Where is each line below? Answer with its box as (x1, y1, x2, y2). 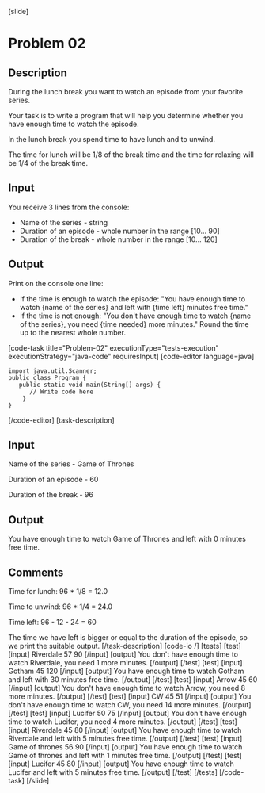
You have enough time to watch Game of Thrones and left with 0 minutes (8, 534, 247, 544)
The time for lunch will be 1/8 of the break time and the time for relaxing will (8, 150, 255, 159)
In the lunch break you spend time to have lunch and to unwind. (8, 135, 216, 144)
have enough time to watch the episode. (8, 119, 140, 128)
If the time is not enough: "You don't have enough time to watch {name (19, 311, 252, 320)
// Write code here (28, 388, 93, 396)
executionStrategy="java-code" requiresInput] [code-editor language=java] (8, 351, 255, 361)
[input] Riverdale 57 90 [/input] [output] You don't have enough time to (8, 649, 239, 659)
